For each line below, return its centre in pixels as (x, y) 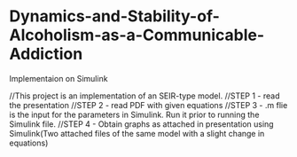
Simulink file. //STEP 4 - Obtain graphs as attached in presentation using (141, 124)
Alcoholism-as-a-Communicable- (137, 35)
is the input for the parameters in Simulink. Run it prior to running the (134, 114)
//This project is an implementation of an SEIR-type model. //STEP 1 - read (145, 96)
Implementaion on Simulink (59, 78)
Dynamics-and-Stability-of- (114, 16)
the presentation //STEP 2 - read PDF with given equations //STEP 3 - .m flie (148, 105)
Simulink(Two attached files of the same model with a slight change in (137, 133)
